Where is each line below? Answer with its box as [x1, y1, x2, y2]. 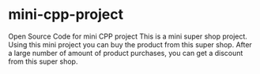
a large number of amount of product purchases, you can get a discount [8, 48, 243, 57]
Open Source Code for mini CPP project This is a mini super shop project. [8, 31, 247, 41]
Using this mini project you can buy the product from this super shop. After [8, 39, 253, 49]
